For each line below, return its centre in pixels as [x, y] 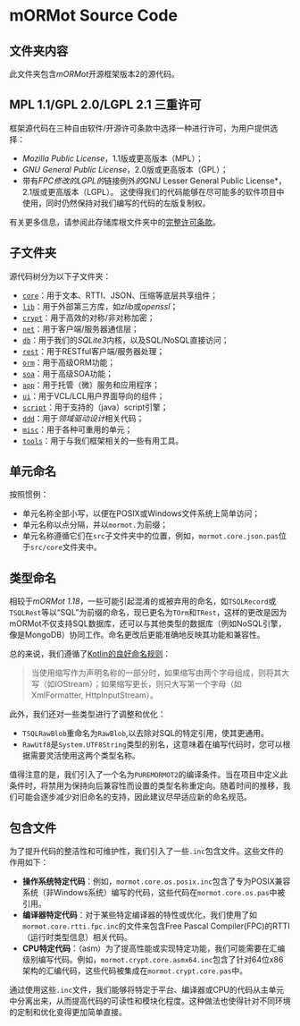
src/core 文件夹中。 [66, 547]
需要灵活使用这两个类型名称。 [85, 756]
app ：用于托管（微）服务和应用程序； [91, 385]
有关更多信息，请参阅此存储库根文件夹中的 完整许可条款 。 [115, 222]
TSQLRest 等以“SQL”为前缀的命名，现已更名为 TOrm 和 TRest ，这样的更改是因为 [148, 613]
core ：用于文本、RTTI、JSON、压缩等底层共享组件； [120, 295]
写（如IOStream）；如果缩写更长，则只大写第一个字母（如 [137, 684]
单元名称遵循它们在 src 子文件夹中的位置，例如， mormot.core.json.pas [150, 536]
